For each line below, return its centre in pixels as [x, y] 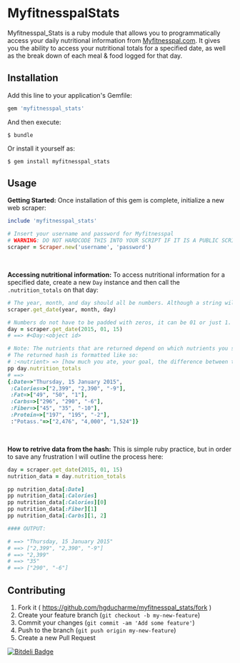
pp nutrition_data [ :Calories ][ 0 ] [57, 502]
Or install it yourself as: [41, 148]
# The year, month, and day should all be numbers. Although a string [115, 303]
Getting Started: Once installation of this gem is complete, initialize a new [116, 201]
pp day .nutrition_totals [44, 368]
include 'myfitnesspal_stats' [52, 221]
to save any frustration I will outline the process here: [85, 456]
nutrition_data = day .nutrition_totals [67, 476]
